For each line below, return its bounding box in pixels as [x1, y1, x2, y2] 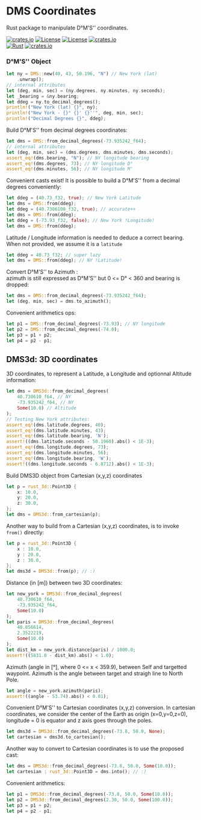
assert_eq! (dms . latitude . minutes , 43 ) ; [6, 427, 107, 434]
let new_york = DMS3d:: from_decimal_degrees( [6, 591, 122, 597]
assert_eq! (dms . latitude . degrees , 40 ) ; [6, 422, 107, 428]
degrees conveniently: [6, 183, 62, 191]
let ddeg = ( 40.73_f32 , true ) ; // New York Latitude [6, 195, 141, 201]
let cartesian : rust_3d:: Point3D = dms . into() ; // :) [6, 769, 147, 775]
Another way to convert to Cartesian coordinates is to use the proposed [6, 745, 184, 753]
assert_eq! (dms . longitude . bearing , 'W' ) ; [6, 455, 112, 461]
